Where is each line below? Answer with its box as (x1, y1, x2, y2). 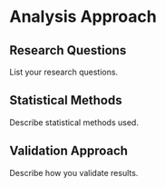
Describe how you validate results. (9, 167, 139, 178)
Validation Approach (9, 143, 129, 159)
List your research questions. (9, 66, 119, 77)
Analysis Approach (9, 6, 157, 27)
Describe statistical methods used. (9, 116, 139, 128)
